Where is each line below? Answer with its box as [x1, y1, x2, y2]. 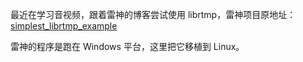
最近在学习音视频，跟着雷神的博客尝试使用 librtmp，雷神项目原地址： [10, 9, 297, 20]
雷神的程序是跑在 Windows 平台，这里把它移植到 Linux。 [10, 41, 245, 52]
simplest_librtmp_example [10, 20, 118, 32]
